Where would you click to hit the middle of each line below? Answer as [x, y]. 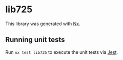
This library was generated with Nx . [43, 24]
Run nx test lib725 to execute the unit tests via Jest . [62, 52]
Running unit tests [35, 40]
